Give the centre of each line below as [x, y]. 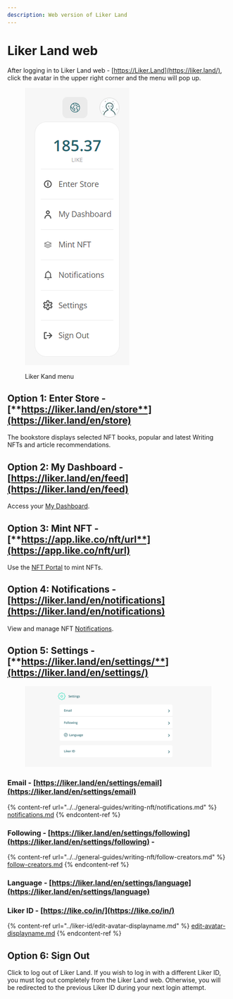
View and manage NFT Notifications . [61, 629]
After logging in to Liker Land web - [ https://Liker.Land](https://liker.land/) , [115, 70]
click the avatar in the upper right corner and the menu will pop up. [104, 78]
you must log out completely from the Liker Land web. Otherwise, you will [114, 980]
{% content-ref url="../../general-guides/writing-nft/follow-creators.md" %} [116, 857]
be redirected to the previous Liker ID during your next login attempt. [107, 988]
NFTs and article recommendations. [59, 445]
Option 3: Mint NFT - [53, 528]
